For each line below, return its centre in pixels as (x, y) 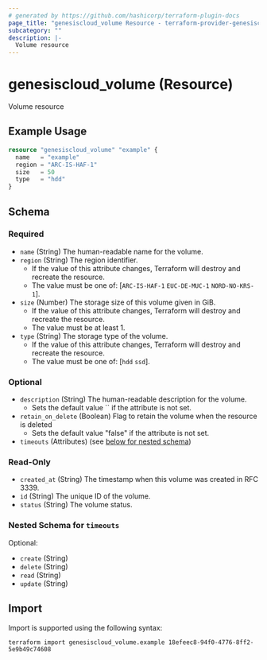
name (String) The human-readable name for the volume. (112, 251)
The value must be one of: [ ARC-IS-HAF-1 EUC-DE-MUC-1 (120, 285)
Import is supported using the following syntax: (85, 627)
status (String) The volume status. (76, 505)
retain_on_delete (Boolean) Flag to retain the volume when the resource (138, 416)
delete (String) (44, 566)
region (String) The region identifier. (79, 260)
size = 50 (35, 172)
